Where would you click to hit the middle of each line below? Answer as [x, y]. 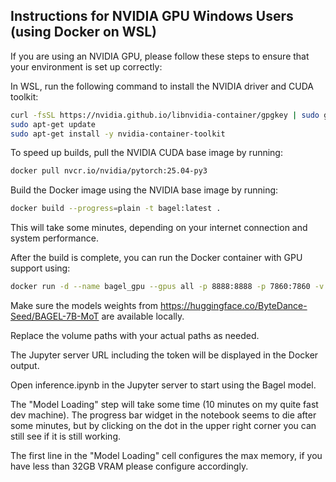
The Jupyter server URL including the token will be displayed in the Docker [164, 355]
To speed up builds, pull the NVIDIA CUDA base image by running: [146, 153]
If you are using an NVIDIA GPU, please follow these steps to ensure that [160, 56]
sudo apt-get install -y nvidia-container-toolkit [118, 134]
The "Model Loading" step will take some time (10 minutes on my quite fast [164, 405]
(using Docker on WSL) [84, 32]
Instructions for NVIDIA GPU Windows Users [152, 16]
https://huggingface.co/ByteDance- [234, 306]
